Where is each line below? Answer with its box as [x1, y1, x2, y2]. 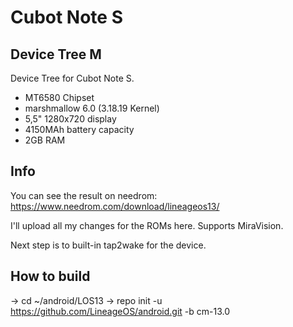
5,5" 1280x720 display [24, 113, 117, 125]
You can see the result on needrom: [10, 189, 158, 201]
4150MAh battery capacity [24, 124, 135, 135]
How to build [10, 268, 91, 285]
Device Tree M [10, 46, 102, 63]
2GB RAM [24, 134, 66, 146]
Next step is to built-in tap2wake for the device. [10, 239, 207, 251]
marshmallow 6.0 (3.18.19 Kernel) [24, 102, 160, 114]
